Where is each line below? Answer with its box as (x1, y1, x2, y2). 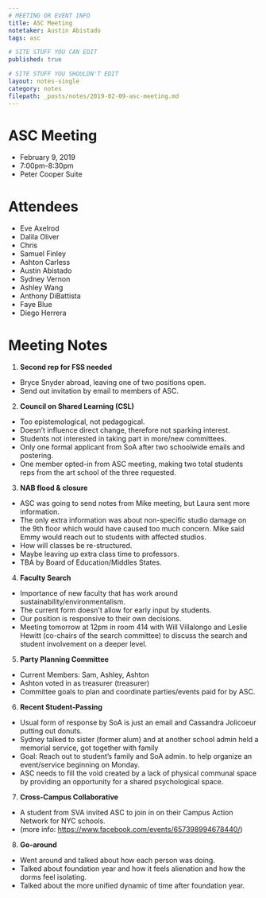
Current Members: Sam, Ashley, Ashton (19, 670, 149, 680)
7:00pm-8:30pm (19, 161, 74, 171)
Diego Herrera (19, 308, 67, 318)
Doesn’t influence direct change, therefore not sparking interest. (19, 426, 230, 435)
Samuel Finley (19, 249, 66, 259)
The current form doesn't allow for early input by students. (19, 605, 212, 615)
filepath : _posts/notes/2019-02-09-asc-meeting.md (8, 92, 179, 100)
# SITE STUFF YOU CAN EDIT (8, 49, 98, 56)
